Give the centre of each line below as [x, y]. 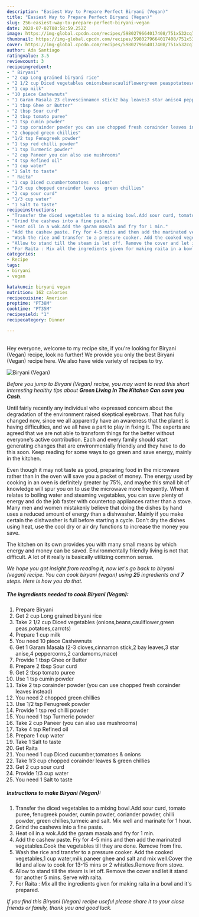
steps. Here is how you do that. [45, 581]
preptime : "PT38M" [29, 303]
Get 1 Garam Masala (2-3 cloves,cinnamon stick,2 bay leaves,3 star [97, 647]
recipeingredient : [29, 67]
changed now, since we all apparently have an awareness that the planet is [98, 420]
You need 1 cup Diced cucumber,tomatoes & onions [78, 754]
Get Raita [26, 748]
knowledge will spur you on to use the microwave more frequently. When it [98, 488]
